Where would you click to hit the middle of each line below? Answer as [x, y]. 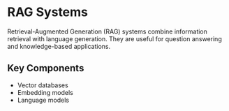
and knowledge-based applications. [59, 46]
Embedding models [45, 92]
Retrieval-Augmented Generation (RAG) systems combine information [108, 31]
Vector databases [43, 85]
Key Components [46, 68]
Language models [43, 100]
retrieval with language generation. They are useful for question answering [114, 38]
